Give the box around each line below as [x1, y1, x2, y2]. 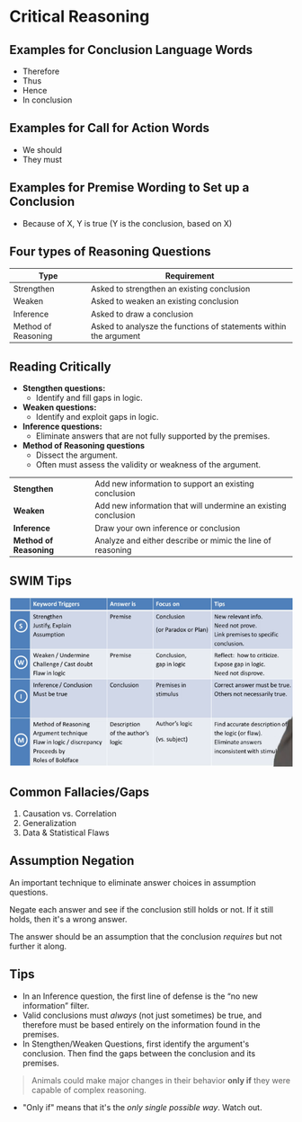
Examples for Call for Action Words [9, 120, 209, 136]
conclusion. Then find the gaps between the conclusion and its [22, 1047, 256, 1058]
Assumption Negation [9, 853, 135, 868]
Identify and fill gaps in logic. [35, 393, 143, 404]
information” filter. [22, 1000, 90, 1011]
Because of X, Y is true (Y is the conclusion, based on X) [22, 218, 233, 228]
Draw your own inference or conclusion [93, 522, 241, 533]
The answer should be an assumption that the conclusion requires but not [9, 931, 283, 941]
